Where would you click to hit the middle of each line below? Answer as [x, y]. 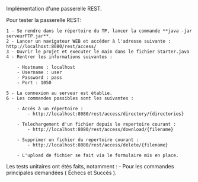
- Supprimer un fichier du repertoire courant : [78, 140]
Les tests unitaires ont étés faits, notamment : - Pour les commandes [90, 166]
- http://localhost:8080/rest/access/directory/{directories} [106, 114]
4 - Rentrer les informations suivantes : [59, 57]
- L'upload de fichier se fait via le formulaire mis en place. [98, 155]
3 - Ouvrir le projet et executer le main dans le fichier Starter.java [98, 52]
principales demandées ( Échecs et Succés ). [61, 173]
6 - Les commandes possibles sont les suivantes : [70, 98]
